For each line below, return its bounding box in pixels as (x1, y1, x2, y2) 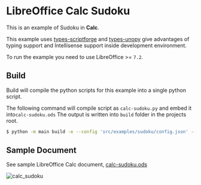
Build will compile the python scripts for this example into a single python (6, 87, 187, 94)
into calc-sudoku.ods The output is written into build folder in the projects (6, 110, 187, 118)
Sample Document (6, 145, 77, 156)
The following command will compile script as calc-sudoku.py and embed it (6, 104, 192, 112)
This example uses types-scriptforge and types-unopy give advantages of (6, 35, 190, 42)
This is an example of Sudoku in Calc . (6, 24, 100, 31)
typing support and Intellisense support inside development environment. (6, 42, 187, 49)
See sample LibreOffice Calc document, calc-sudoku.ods (6, 161, 148, 168)
